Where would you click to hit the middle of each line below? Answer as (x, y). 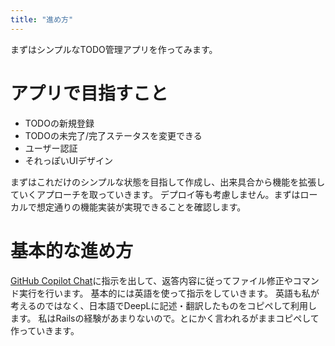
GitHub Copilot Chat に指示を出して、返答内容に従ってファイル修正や (151, 280)
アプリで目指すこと (89, 93)
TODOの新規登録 (59, 123)
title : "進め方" (42, 19)
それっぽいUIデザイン (68, 160)
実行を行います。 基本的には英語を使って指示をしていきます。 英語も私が (169, 293)
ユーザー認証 (51, 148)
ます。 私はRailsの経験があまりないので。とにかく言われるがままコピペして (165, 318)
